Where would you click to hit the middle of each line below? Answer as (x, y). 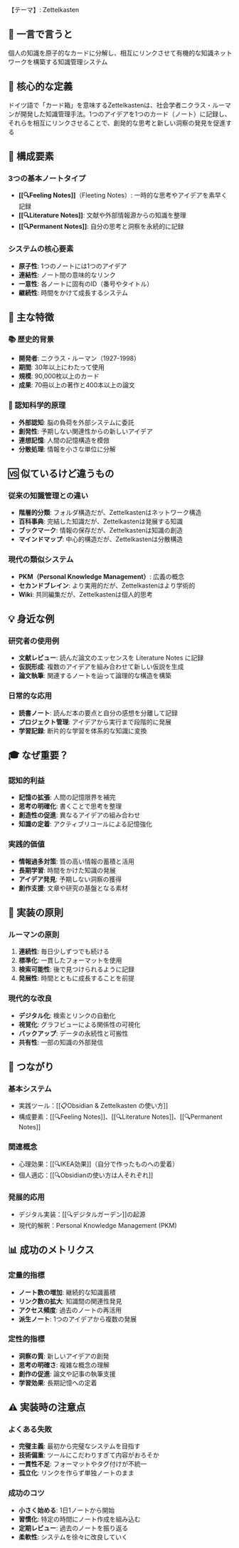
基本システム (30, 1089)
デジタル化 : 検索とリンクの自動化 (67, 1015)
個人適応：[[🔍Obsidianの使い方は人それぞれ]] (86, 1175)
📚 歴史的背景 (31, 339)
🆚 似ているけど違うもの (61, 473)
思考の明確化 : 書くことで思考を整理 (70, 806)
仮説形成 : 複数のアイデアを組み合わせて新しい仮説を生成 (101, 667)
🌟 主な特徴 (31, 317)
